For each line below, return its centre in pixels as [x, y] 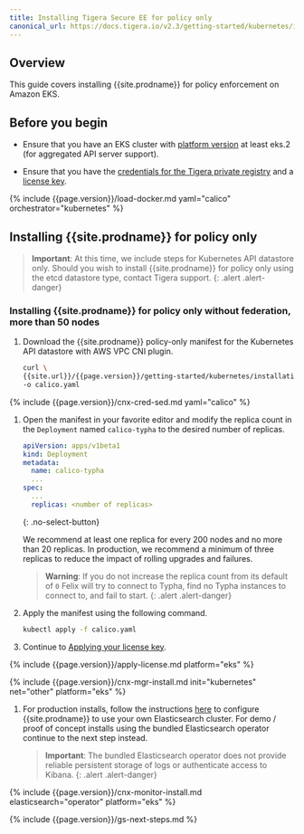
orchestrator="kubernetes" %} [66, 208]
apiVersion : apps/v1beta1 [71, 445]
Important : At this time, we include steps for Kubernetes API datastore [162, 258]
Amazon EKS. [35, 94]
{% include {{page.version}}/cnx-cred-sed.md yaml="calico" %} [130, 402]
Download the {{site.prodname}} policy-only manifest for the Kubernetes [158, 342]
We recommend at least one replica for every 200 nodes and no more [152, 539]
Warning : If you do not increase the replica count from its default [166, 576]
